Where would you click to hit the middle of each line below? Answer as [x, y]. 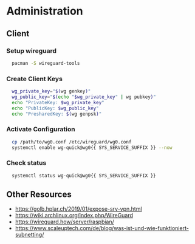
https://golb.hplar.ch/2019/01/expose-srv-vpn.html [78, 209]
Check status [26, 163]
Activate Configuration [41, 130]
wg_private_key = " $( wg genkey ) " [51, 91]
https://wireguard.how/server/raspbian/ [64, 222]
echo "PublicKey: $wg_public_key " [55, 108]
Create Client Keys [34, 79]
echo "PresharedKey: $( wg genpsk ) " [57, 114]
